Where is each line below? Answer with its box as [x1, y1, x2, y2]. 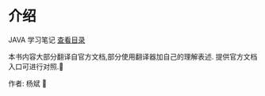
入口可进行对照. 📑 [8, 61, 64, 71]
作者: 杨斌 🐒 [8, 79, 48, 88]
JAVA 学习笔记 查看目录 [8, 35, 86, 44]
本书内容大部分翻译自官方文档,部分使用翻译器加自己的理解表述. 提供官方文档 [8, 52, 258, 61]
